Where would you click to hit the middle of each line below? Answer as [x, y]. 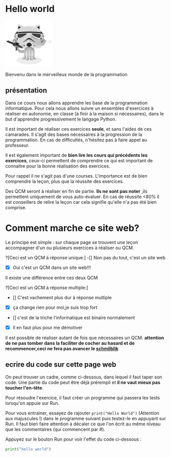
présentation [26, 91]
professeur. [17, 145]
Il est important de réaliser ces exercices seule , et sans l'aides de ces [79, 129]
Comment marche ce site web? [72, 228]
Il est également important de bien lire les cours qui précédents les [77, 155]
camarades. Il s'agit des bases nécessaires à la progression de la [74, 134]
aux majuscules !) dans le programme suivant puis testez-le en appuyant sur [86, 418]
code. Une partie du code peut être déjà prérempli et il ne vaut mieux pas [83, 382]
